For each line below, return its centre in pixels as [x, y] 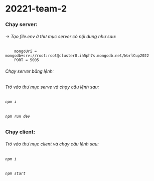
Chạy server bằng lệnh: [30, 71]
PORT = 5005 [27, 60]
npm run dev [18, 116]
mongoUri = [26, 51]
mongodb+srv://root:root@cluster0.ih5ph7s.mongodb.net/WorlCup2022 [77, 56]
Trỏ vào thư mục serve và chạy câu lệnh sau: [52, 87]
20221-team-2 [36, 9]
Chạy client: [20, 132]
